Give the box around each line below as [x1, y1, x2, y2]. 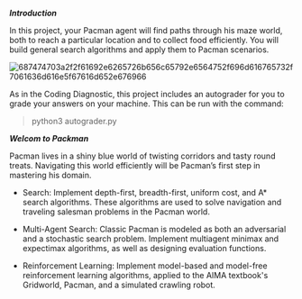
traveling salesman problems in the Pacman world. [22, 206, 210, 217]
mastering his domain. [9, 170, 92, 180]
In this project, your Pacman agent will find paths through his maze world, [9, 25, 283, 35]
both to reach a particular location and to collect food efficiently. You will [9, 35, 279, 45]
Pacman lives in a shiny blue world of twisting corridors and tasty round [9, 150, 276, 161]
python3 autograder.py [31, 116, 117, 126]
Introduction [9, 8, 57, 18]
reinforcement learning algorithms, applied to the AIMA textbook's [22, 270, 269, 280]
